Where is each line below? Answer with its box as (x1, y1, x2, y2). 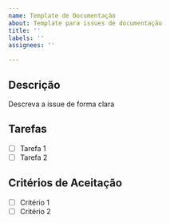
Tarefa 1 (19, 143, 46, 153)
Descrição (8, 78, 61, 92)
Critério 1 (19, 197, 50, 207)
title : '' (8, 26, 42, 34)
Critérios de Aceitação (8, 177, 122, 190)
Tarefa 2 (19, 153, 48, 162)
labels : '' (8, 34, 45, 42)
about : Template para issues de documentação (8, 19, 162, 27)
